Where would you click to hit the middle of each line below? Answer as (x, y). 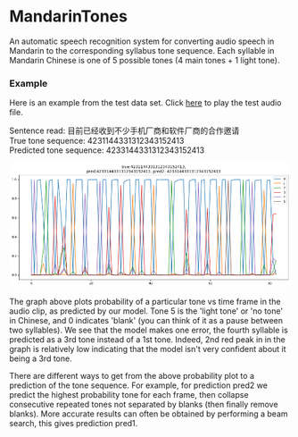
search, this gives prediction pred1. (74, 424)
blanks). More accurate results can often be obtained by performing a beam (149, 414)
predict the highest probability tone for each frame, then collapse (129, 395)
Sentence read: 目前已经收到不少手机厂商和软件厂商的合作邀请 (124, 130)
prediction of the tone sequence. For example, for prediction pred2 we (138, 385)
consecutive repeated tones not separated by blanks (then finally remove (144, 405)
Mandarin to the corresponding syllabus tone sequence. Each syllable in (142, 50)
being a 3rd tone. (41, 358)
